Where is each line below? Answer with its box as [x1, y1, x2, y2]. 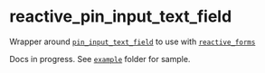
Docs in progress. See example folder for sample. [9, 53, 191, 64]
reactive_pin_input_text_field [9, 6, 232, 27]
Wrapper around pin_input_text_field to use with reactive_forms [9, 36, 256, 47]
